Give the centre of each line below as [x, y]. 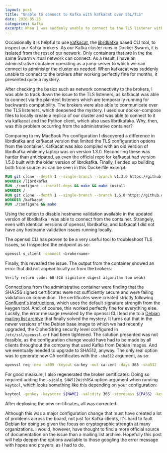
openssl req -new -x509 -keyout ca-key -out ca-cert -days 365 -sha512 [81, 365]
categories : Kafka [24, 24]
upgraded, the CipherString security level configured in [62, 330]
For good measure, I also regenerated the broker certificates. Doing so [78, 374]
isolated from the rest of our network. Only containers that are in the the [79, 53]
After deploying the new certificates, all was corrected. [61, 403]
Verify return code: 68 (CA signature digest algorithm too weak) [75, 278]
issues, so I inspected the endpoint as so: [48, 245]
